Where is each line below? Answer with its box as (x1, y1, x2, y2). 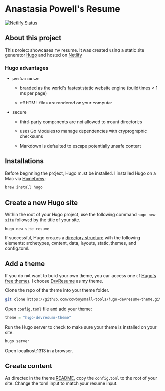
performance (12, 76, 39, 81)
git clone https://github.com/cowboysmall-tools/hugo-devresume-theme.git (5, 297, 162, 302)
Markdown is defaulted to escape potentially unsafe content (19, 143, 141, 149)
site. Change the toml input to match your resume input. (5, 380, 118, 386)
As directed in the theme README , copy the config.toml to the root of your (5, 375, 157, 381)
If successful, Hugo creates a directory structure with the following (5, 235, 141, 241)
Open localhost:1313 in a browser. (5, 347, 73, 354)
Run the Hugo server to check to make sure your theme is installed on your (5, 324, 157, 330)
